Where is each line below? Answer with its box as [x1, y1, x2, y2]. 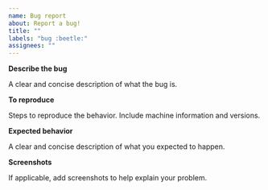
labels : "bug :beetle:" [8, 34, 89, 43]
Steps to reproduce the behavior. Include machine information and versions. [8, 110, 261, 121]
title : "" [8, 27, 42, 35]
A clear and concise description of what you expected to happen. [8, 142, 225, 151]
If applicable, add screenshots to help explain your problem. [8, 173, 208, 183]
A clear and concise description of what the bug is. [8, 80, 178, 89]
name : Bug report [8, 11, 67, 20]
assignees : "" [8, 42, 56, 50]
